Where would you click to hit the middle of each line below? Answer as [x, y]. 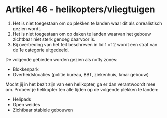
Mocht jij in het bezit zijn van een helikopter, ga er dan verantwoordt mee [80, 84]
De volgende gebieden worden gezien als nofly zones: [61, 59]
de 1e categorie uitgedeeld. [41, 50]
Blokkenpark [25, 69]
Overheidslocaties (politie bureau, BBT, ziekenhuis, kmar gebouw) [81, 74]
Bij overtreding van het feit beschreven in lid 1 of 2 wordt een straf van [85, 44]
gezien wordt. [27, 28]
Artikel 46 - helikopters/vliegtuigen [80, 9]
